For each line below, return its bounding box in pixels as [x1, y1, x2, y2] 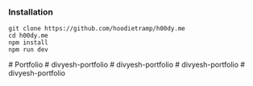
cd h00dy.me [8, 31, 48, 40]
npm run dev [8, 46, 48, 54]
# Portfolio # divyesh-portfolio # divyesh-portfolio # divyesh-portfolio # [8, 59, 246, 70]
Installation [8, 6, 54, 18]
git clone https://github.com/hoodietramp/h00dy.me [8, 25, 185, 33]
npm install [8, 39, 48, 47]
